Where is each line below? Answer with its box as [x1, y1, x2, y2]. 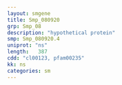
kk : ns [7, 61, 26, 68]
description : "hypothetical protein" [7, 29, 116, 36]
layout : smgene [7, 10, 51, 17]
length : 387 [7, 49, 48, 56]
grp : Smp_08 [7, 23, 41, 29]
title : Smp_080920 [7, 16, 60, 23]
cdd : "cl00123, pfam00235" [7, 55, 85, 62]
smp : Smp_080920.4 [7, 36, 60, 42]
